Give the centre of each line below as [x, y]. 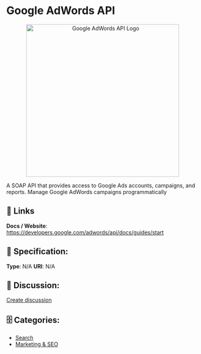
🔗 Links [20, 211]
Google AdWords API [61, 11]
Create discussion [29, 300]
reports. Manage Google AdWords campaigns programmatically [86, 192]
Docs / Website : [27, 226]
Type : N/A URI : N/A [31, 266]
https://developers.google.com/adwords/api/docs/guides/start [85, 232]
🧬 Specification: [37, 252]
